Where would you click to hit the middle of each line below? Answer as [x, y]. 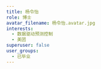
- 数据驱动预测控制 [32, 34]
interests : [20, 28]
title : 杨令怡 [23, 12]
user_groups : [23, 51]
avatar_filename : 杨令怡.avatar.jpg [51, 23]
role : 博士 [19, 17]
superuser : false [28, 46]
